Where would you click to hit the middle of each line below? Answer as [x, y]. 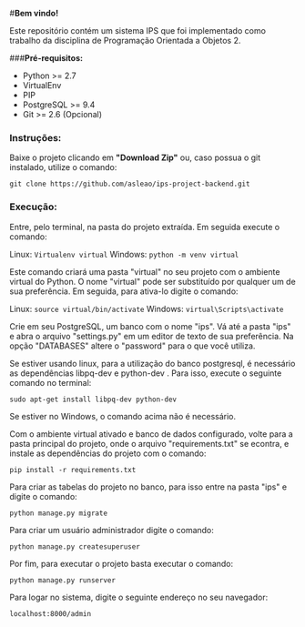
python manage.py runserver [63, 580]
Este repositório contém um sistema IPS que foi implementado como [138, 30]
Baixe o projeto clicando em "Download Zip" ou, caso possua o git [135, 157]
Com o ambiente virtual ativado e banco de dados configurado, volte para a [151, 434]
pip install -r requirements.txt [73, 470]
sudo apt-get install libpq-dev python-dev [93, 399]
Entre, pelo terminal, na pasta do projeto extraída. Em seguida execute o [145, 227]
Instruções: [36, 137]
